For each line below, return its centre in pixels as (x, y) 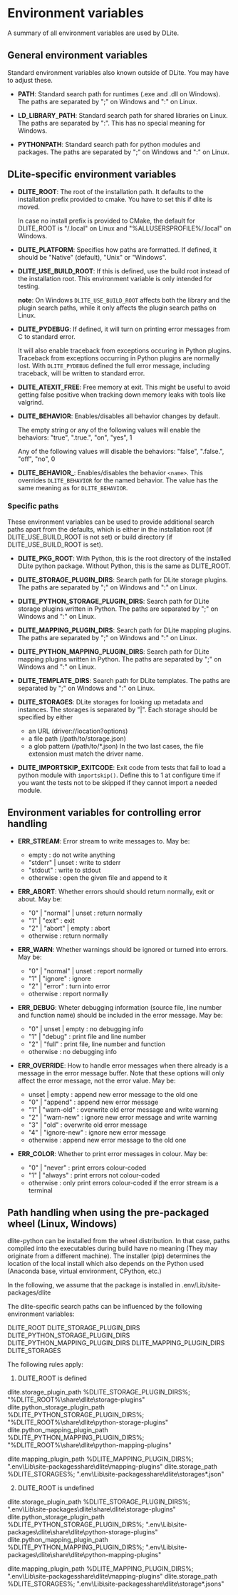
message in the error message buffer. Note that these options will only (121, 1073)
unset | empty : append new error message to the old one (113, 1094)
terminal (40, 1190)
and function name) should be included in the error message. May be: (120, 1015)
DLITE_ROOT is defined (52, 1378)
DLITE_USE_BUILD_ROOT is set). (55, 545)
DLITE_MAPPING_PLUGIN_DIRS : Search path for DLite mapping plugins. (124, 630)
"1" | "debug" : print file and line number (87, 1036)
